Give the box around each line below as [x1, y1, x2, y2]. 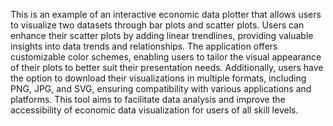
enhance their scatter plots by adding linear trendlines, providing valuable [10, 30, 314, 41]
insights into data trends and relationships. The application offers [10, 40, 278, 52]
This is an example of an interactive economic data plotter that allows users [10, 9, 322, 20]
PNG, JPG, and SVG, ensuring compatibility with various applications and [10, 83, 312, 94]
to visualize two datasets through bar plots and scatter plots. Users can [10, 19, 305, 31]
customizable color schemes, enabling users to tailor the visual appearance [10, 51, 322, 63]
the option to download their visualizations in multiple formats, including [10, 72, 307, 84]
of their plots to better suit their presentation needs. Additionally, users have [10, 62, 324, 73]
